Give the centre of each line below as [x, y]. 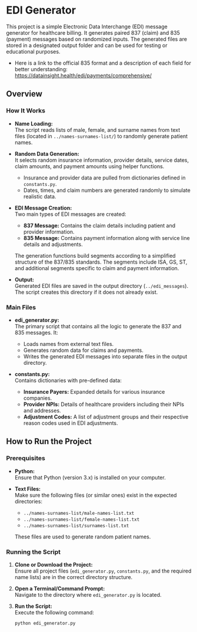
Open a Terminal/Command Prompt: [60, 588]
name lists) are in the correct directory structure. [74, 577]
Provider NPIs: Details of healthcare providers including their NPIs [103, 404]
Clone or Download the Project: [54, 564]
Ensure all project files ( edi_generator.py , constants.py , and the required [103, 571]
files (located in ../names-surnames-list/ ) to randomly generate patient [101, 136]
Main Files [21, 307]
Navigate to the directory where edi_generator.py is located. [88, 594]
